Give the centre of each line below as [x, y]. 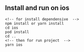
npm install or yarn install [34, 23]
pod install [17, 32]
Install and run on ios [37, 8]
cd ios [12, 28]
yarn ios [14, 45]
